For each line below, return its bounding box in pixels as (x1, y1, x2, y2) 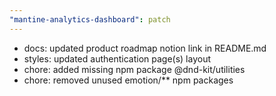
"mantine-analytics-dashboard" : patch (9, 14, 171, 25)
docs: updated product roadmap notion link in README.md (23, 42, 267, 54)
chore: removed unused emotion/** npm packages (23, 74, 234, 86)
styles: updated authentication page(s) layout (23, 52, 212, 65)
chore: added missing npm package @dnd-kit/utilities (23, 63, 246, 75)
